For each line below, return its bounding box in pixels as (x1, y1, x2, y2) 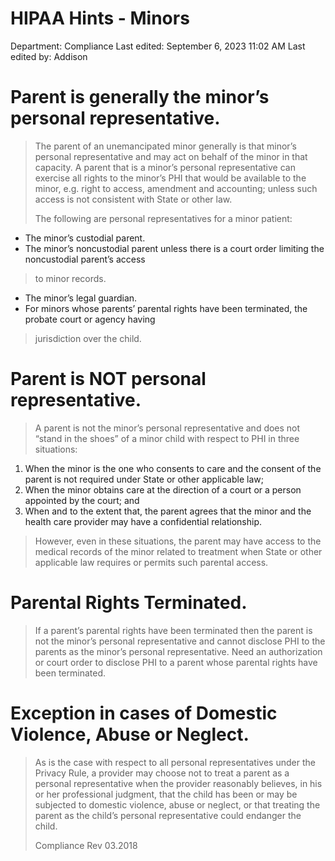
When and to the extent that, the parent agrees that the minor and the (24, 505, 312, 517)
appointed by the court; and (24, 494, 140, 506)
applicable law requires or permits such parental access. (34, 556, 269, 568)
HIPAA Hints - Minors (10, 7, 190, 30)
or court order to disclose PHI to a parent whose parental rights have (34, 656, 318, 668)
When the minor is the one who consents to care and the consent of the (24, 462, 322, 474)
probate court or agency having (24, 313, 156, 325)
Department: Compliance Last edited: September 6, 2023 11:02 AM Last (10, 40, 306, 52)
